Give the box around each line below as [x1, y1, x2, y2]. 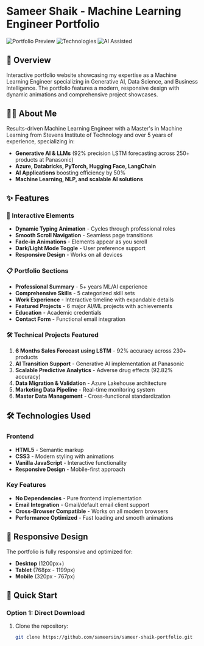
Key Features [6, 481, 47, 489]
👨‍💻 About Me [6, 109, 57, 119]
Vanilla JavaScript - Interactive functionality [15, 459, 127, 466]
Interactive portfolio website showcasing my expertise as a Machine [6, 71, 177, 79]
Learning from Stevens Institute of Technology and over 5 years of [6, 131, 173, 138]
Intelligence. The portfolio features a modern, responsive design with [6, 84, 180, 92]
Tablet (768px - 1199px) [15, 566, 76, 573]
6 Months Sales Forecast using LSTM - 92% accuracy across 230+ [15, 346, 187, 354]
